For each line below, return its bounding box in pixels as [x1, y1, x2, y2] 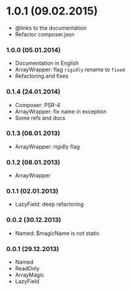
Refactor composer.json [14, 30, 75, 38]
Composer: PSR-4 [14, 101, 60, 108]
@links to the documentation [14, 24, 87, 31]
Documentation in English [14, 59, 79, 67]
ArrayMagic [14, 271, 45, 279]
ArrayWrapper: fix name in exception [14, 108, 107, 115]
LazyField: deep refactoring [14, 201, 84, 208]
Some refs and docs [14, 114, 65, 122]
